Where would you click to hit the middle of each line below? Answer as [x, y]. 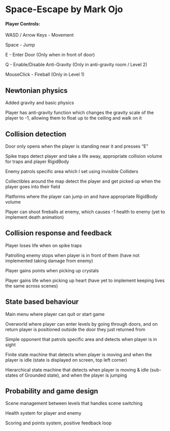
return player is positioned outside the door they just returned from [75, 329]
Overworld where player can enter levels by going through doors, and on [81, 324]
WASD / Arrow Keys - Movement [39, 35]
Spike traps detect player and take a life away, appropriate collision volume [84, 156]
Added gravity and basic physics [40, 103]
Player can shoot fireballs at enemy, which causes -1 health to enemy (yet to [85, 212]
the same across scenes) [32, 285]
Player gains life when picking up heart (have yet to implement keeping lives [85, 280]
